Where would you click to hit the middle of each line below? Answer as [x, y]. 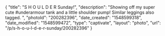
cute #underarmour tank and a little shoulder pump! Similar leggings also [80, 12]
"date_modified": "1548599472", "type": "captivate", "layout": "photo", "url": [83, 23]
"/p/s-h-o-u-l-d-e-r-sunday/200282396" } [49, 28]
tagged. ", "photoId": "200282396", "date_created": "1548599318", [74, 18]
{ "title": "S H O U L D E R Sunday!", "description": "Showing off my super [80, 7]
